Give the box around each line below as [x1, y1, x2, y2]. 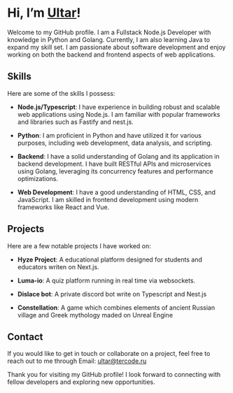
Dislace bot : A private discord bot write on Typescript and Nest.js [17, 290, 207, 298]
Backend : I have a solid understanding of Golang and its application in [17, 152, 220, 160]
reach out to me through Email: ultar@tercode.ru [7, 357, 147, 365]
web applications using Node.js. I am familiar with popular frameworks [17, 110, 220, 118]
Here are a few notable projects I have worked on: [7, 241, 152, 250]
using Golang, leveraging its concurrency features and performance [17, 166, 213, 176]
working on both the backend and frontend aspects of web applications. [7, 50, 216, 59]
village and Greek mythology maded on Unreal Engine [17, 310, 174, 319]
